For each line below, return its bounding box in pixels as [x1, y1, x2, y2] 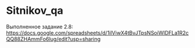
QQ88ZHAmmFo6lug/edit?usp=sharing [6, 35, 101, 42]
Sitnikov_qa [6, 4, 63, 17]
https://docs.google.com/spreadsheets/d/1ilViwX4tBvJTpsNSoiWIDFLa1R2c [6, 29, 189, 36]
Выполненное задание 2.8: [6, 23, 73, 30]
